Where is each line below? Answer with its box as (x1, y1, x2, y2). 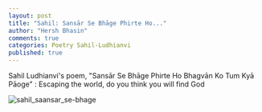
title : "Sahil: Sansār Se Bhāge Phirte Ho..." (8, 19, 167, 27)
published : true (8, 49, 63, 57)
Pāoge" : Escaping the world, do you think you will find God (8, 79, 205, 89)
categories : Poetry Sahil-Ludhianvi (8, 42, 131, 50)
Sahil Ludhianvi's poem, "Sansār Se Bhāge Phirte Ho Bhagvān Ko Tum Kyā (8, 71, 255, 80)
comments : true (8, 34, 59, 42)
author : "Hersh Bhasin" (8, 26, 88, 34)
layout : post (8, 11, 52, 20)
